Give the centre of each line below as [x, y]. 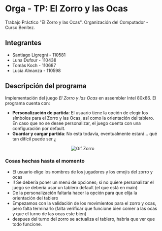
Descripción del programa [46, 86]
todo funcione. [27, 224]
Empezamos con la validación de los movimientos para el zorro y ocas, [84, 203]
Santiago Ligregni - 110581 [39, 55]
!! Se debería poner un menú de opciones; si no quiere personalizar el [83, 182]
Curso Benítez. [20, 27]
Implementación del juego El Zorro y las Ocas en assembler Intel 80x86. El [81, 98]
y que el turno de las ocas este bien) [49, 214]
